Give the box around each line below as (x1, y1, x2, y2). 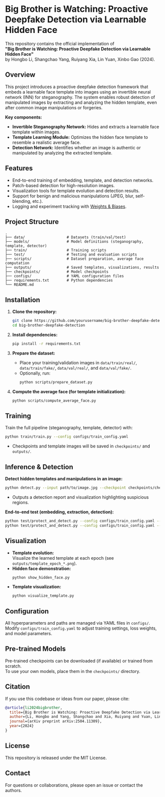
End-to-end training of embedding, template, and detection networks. (12, 177, 154, 183)
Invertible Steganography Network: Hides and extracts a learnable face (12, 124, 160, 129)
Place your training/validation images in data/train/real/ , (19, 359, 137, 365)
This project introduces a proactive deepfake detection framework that (5, 84, 148, 90)
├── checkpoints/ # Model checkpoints (5, 269, 109, 274)
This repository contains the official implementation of (5, 40, 114, 46)
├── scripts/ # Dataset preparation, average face (5, 256, 144, 261)
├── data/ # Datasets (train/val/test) (5, 235, 126, 240)
